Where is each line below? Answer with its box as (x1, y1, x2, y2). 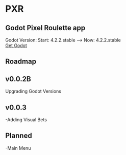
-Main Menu (5, 145, 31, 151)
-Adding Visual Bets (5, 117, 47, 123)
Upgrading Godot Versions (5, 88, 62, 95)
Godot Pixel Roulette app (5, 24, 86, 32)
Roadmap (5, 57, 37, 66)
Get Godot (5, 42, 27, 49)
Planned (5, 131, 32, 140)
